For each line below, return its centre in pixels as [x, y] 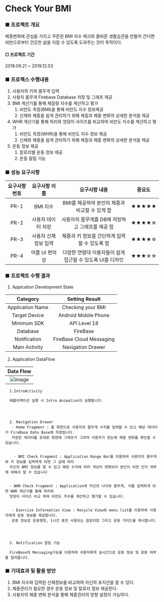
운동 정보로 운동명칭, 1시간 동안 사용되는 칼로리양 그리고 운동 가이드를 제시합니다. [84, 520]
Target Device [28, 315]
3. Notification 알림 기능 [35, 543]
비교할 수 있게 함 [94, 210]
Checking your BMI [84, 307]
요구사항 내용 [94, 190]
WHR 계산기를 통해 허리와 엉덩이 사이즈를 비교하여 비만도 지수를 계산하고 [82, 121]
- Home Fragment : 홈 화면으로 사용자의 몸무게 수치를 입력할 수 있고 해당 [78, 427]
